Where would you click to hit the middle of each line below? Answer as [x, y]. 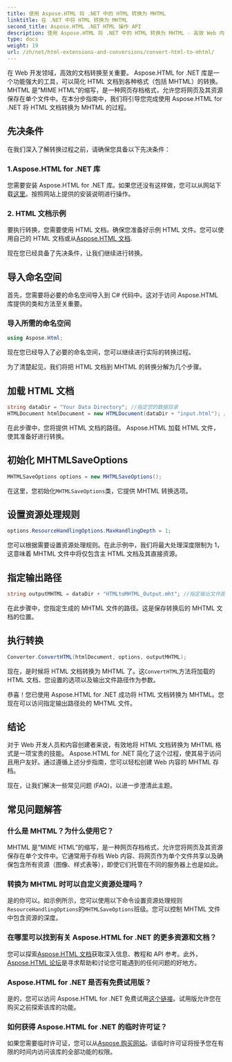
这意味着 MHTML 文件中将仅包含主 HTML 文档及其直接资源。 [94, 553]
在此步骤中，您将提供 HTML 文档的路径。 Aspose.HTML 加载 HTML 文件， [113, 428]
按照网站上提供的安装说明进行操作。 [83, 194]
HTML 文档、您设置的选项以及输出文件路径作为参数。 [83, 679]
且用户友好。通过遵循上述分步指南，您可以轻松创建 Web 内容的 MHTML [109, 762]
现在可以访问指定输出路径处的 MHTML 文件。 [72, 703]
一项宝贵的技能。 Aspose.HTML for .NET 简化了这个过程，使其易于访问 [120, 753]
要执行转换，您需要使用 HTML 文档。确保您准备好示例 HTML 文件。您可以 [113, 230]
